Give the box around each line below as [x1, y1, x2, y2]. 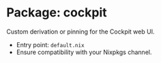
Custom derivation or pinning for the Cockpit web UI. [6, 27, 155, 36]
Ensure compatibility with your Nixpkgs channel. [16, 48, 152, 56]
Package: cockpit [6, 5, 107, 21]
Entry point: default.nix [16, 40, 85, 49]
